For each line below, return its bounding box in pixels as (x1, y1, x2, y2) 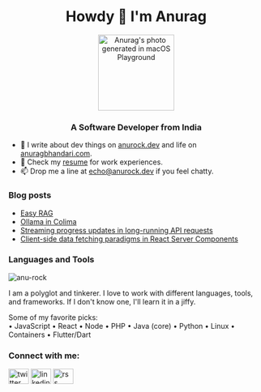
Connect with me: (8, 350, 80, 361)
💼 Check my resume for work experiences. (19, 157, 164, 167)
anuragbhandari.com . (19, 149, 92, 159)
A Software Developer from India (70, 121, 203, 133)
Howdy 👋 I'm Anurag (66, 7, 207, 26)
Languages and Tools (8, 254, 95, 266)
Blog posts (8, 190, 52, 201)
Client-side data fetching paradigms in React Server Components (19, 234, 239, 244)
